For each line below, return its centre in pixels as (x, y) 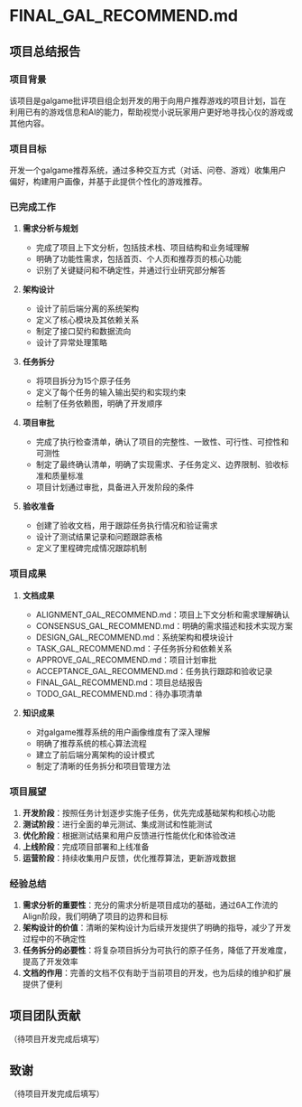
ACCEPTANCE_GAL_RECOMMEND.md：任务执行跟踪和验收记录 (154, 671)
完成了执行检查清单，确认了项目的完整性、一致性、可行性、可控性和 (162, 442)
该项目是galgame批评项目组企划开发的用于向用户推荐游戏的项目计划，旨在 (148, 100)
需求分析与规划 (50, 229)
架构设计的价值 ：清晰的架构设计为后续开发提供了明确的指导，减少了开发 (156, 928)
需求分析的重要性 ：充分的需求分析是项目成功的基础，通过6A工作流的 (150, 905)
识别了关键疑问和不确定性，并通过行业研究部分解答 (131, 270)
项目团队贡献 (45, 1015)
